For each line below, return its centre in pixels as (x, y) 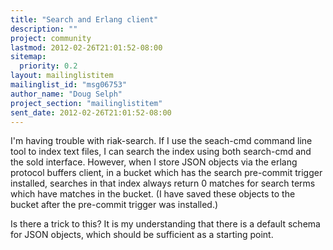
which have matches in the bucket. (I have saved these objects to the (153, 194)
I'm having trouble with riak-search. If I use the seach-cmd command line (161, 141)
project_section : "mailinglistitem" (86, 103)
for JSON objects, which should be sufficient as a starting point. (142, 235)
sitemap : (28, 57)
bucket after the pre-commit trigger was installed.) (114, 205)
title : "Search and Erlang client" (84, 19)
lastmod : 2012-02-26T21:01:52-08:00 (86, 47)
